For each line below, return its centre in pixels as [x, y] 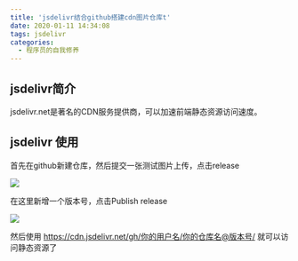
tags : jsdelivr [38, 34]
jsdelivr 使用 [44, 142]
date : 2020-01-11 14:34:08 [60, 26]
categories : [32, 42]
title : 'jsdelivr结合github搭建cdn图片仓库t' [91, 17]
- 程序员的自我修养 [48, 51]
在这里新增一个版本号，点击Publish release [89, 201]
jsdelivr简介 [43, 88]
